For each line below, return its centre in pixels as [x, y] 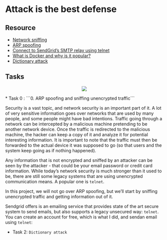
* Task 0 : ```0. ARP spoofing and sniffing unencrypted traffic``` [70, 98]
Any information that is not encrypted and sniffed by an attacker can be [79, 160]
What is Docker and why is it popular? [52, 56]
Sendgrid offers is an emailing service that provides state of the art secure [82, 206]
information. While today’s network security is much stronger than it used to [83, 171]
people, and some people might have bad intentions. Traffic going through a [84, 118]
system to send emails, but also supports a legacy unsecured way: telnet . [82, 211]
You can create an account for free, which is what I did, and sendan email [81, 217]
